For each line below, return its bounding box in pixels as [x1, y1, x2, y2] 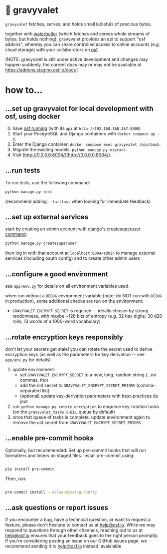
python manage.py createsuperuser [5, 241, 77, 246]
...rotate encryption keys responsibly [5, 333, 123, 341]
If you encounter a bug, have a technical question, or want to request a [5, 517, 151, 523]
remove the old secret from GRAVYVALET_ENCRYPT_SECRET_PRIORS [12, 419, 141, 425]
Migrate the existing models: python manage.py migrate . [12, 146, 127, 152]
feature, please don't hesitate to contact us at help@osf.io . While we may [5, 522, 156, 528]
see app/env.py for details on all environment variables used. [5, 283, 130, 289]
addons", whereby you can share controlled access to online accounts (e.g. [5, 41, 161, 47]
